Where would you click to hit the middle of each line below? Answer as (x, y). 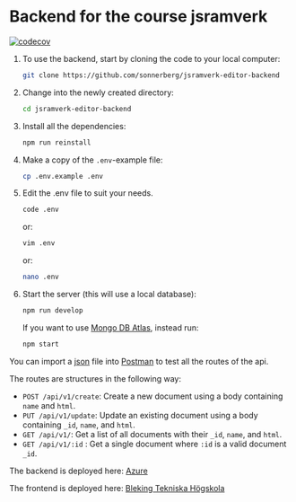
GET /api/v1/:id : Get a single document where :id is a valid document (154, 444)
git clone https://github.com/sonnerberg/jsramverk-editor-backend (151, 75)
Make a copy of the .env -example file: (92, 160)
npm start (41, 344)
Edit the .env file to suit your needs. (88, 193)
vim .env (39, 243)
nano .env (41, 277)
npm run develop (52, 311)
